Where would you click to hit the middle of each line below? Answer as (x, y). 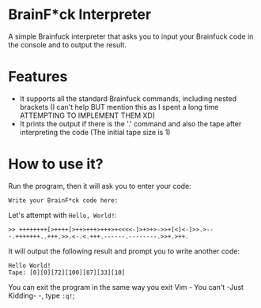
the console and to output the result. (67, 44)
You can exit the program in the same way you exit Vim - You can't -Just (126, 287)
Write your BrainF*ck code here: (63, 200)
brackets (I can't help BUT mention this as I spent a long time (119, 107)
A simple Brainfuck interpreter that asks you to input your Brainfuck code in (131, 36)
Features (38, 77)
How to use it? (56, 164)
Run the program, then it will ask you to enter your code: (100, 186)
